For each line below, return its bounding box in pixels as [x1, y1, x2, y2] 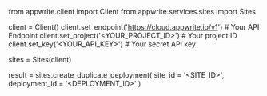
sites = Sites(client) [8, 55, 72, 64]
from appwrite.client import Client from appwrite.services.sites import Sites [8, 7, 256, 16]
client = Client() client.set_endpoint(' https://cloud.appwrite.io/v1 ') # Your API [8, 22, 260, 31]
